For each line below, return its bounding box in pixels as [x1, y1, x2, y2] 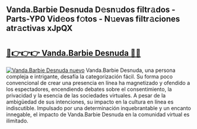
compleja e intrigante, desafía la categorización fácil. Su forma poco [6, 73, 173, 80]
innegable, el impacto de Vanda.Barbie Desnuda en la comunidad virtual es [6, 111, 190, 118]
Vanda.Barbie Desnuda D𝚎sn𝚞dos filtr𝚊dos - [6, 5, 176, 15]
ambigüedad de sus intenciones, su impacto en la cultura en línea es [6, 98, 174, 105]
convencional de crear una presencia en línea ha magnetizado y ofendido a [6, 80, 190, 86]
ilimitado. [6, 117, 28, 124]
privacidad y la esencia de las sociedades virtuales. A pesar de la [6, 92, 166, 99]
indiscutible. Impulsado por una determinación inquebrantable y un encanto [6, 105, 191, 112]
